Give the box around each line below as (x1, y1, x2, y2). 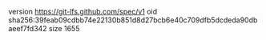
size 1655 (48, 24, 80, 33)
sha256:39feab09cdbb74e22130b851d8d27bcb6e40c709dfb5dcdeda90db (8, 15, 258, 25)
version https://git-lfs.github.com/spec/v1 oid (8, 7, 158, 16)
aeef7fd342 (8, 24, 47, 33)
